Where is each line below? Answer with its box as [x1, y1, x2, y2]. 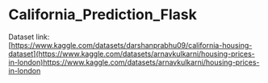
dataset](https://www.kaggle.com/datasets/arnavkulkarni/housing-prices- [8, 49, 256, 58]
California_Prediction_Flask [8, 6, 198, 24]
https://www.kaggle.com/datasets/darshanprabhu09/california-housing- [10, 40, 253, 49]
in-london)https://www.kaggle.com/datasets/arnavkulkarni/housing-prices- [8, 57, 260, 67]
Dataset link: [8, 32, 50, 41]
